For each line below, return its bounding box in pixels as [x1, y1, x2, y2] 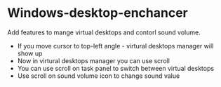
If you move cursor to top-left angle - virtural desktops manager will [17, 41, 214, 50]
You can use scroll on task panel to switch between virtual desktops [17, 64, 215, 72]
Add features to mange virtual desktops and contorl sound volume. [7, 28, 201, 36]
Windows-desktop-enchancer [7, 5, 188, 21]
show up [17, 49, 43, 58]
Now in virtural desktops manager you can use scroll [17, 56, 170, 65]
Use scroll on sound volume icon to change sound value [17, 72, 180, 80]
